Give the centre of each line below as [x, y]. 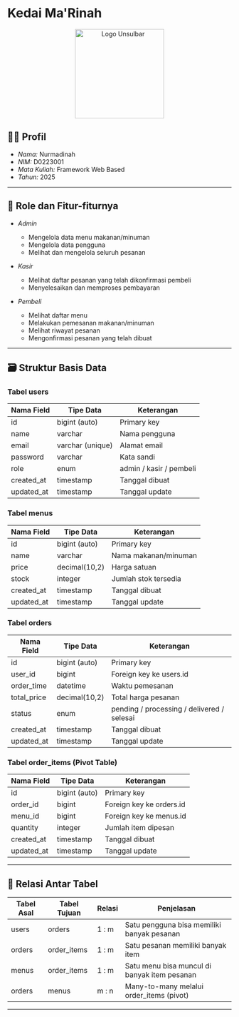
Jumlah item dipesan [139, 828]
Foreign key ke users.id [150, 674]
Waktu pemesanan [142, 685]
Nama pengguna [148, 434]
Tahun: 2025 [36, 177]
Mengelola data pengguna [67, 245]
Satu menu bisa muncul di [168, 966]
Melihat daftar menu [58, 315]
